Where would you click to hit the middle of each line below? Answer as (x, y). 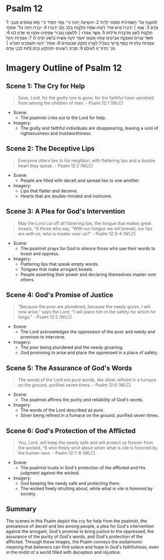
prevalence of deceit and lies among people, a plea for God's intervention (80, 526)
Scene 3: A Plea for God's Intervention (66, 211)
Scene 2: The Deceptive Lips (51, 149)
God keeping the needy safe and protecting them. (70, 483)
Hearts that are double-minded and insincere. (66, 196)
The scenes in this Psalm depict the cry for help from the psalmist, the (77, 521)
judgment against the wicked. (50, 473)
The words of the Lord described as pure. (62, 410)
